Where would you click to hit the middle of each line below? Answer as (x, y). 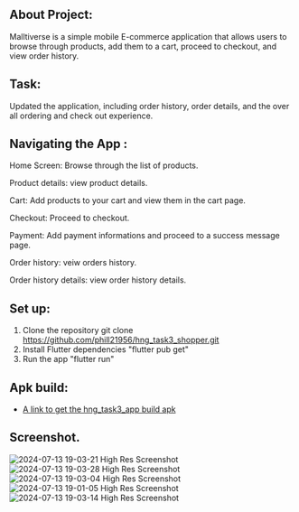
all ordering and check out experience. (81, 116)
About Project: (51, 15)
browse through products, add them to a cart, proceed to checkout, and (143, 46)
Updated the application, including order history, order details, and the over (149, 106)
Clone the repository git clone (78, 330)
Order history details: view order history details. (98, 280)
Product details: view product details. (79, 183)
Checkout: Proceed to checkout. (70, 218)
